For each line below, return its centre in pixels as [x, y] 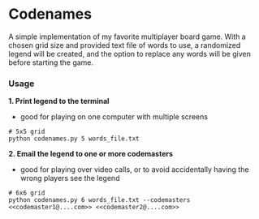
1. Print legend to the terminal [59, 101]
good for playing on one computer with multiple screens [114, 117]
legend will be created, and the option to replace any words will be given [130, 54]
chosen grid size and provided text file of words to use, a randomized [125, 45]
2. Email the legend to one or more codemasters [91, 154]
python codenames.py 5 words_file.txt [74, 139]
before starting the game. [51, 62]
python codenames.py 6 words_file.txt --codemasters [99, 200]
